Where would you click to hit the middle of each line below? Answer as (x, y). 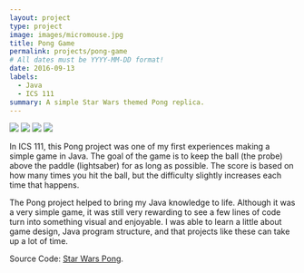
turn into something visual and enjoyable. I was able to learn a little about (146, 222)
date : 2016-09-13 (42, 69)
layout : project (40, 18)
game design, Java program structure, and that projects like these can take (150, 231)
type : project (36, 26)
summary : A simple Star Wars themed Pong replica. (107, 102)
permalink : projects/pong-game (69, 52)
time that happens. (44, 185)
